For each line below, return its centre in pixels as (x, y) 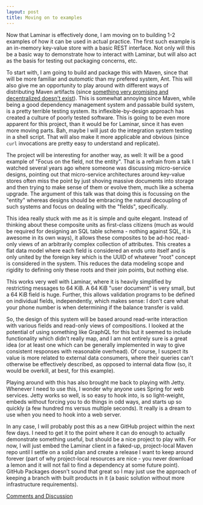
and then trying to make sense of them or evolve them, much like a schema (100, 187)
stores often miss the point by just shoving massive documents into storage (100, 181)
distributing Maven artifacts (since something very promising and (88, 92)
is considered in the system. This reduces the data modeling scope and (95, 263)
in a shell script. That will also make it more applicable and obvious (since (98, 136)
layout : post (23, 12)
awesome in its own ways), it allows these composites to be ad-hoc (90, 238)
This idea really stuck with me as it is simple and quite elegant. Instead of (97, 218)
